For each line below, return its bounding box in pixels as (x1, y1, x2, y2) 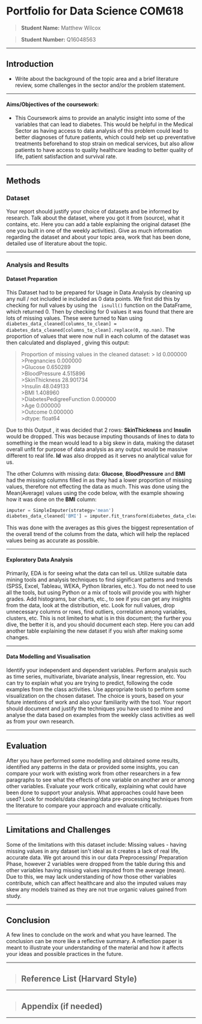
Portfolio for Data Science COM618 (6, 4, 184, 18)
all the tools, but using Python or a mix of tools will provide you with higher (6, 589, 191, 596)
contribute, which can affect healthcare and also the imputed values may (6, 879, 187, 887)
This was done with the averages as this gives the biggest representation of (6, 523, 194, 531)
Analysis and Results (6, 261, 69, 269)
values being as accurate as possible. (6, 537, 100, 544)
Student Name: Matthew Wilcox (20, 24, 101, 31)
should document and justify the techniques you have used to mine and (6, 704, 183, 712)
